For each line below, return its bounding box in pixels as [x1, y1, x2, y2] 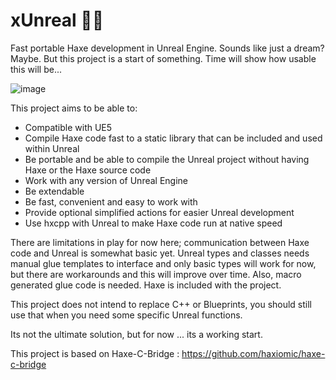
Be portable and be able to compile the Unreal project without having [24, 153, 310, 165]
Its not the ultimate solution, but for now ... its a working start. [10, 328, 263, 340]
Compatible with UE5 [24, 121, 113, 133]
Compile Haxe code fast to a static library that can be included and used [24, 132, 323, 144]
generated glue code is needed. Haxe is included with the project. [10, 279, 282, 291]
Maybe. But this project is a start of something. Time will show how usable [10, 52, 317, 64]
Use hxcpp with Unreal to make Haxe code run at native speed [24, 217, 283, 229]
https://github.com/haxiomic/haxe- [181, 347, 326, 359]
